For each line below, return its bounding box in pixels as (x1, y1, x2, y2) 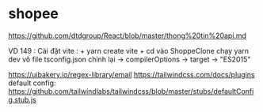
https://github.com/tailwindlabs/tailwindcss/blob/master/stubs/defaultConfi (8, 86, 254, 95)
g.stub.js (8, 95, 37, 104)
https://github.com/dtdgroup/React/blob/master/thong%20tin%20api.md (8, 31, 247, 40)
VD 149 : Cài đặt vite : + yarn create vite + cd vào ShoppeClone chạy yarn (8, 46, 250, 55)
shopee (8, 5, 59, 23)
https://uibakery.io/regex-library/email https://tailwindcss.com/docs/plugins (8, 69, 255, 79)
